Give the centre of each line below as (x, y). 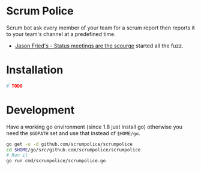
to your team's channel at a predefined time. (61, 34)
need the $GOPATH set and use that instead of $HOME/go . (73, 133)
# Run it (17, 155)
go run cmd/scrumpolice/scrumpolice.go (56, 161)
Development (40, 110)
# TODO (14, 86)
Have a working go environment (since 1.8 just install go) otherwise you (94, 127)
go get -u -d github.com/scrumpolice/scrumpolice (70, 144)
